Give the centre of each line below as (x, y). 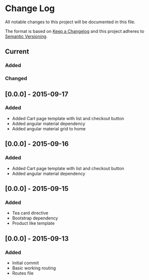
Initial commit (25, 263)
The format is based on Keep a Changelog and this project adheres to (75, 31)
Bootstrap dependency (35, 218)
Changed (16, 78)
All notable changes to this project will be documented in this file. (70, 22)
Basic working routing (34, 268)
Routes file (23, 273)
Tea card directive (30, 213)
